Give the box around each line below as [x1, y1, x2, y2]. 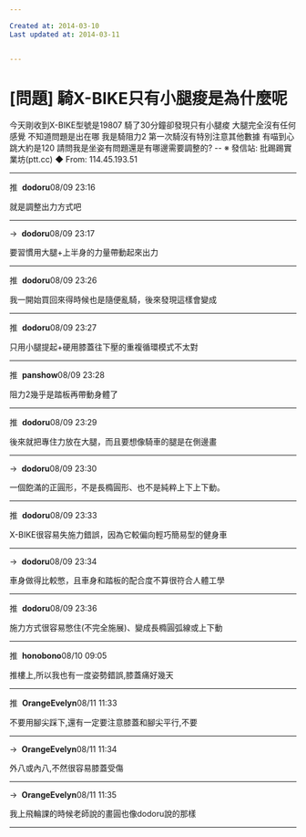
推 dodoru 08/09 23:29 [9, 417, 97, 428]
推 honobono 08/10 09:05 [9, 650, 107, 662]
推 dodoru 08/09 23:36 [9, 603, 97, 614]
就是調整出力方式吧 [9, 202, 82, 213]
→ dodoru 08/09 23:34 [9, 556, 97, 567]
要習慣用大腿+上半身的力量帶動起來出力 [9, 247, 159, 258]
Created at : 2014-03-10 [9, 21, 100, 30]
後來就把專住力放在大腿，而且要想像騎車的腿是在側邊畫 [9, 436, 217, 447]
